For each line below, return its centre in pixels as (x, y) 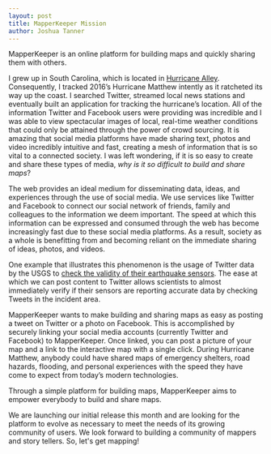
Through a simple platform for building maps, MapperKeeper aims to (123, 391)
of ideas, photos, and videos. (57, 249)
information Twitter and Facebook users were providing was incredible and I (135, 113)
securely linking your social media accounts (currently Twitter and (118, 332)
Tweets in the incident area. (55, 299)
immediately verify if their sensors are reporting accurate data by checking (133, 291)
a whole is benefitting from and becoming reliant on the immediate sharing (133, 241)
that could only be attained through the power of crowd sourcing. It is (124, 130)
